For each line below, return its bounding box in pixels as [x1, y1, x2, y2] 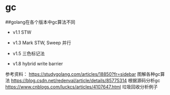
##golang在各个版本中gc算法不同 [5, 19, 75, 25]
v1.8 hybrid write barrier [12, 60, 63, 67]
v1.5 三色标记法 [12, 50, 45, 56]
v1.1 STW [12, 29, 32, 35]
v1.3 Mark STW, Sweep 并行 [12, 40, 71, 46]
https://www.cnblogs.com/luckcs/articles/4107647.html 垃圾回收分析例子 [5, 83, 158, 90]
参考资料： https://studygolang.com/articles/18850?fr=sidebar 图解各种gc [5, 71, 160, 77]
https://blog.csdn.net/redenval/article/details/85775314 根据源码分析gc [11, 77, 160, 83]
